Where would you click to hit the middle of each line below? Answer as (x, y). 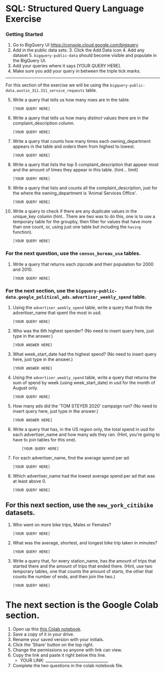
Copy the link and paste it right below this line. (59, 655)
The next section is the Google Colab (82, 605)
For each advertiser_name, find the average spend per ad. (71, 458)
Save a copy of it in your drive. (44, 634)
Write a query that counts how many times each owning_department (82, 141)
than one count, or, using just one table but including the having (77, 227)
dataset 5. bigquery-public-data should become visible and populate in (85, 55)
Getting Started (24, 34)
